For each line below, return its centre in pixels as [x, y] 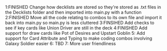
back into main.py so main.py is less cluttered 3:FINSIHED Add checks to [80, 23]
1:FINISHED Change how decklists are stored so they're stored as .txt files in [83, 7]
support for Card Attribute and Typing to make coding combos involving [79, 38]
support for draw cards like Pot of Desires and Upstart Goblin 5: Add [75, 33]
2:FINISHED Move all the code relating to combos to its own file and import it [83, 17]
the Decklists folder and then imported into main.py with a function [73, 12]
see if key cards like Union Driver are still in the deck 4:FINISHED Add [76, 28]
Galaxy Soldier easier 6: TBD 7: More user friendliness [60, 43]
